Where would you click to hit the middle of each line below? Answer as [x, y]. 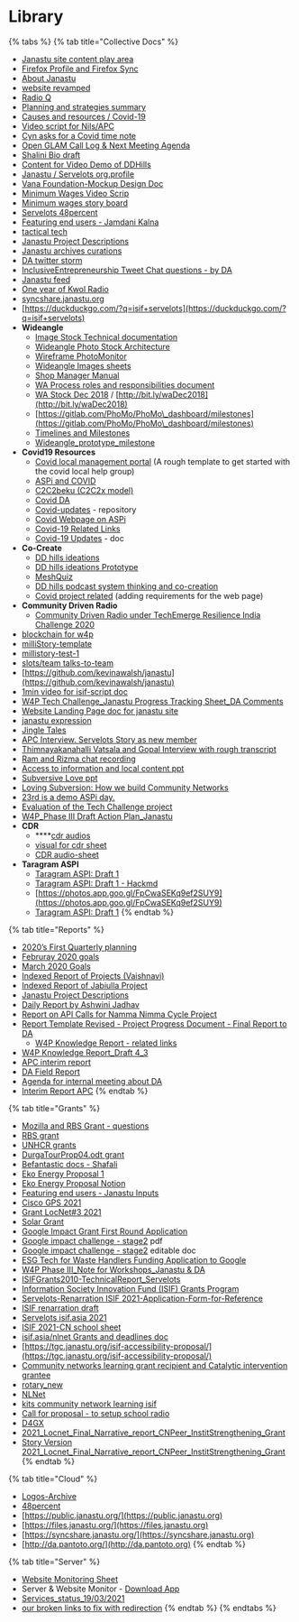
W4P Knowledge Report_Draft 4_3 [85, 1052]
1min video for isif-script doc [74, 691]
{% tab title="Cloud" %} [53, 1479]
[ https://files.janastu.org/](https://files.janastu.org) [115, 1525]
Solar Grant [43, 1221]
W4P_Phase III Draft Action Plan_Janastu [97, 816]
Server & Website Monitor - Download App [100, 1589]
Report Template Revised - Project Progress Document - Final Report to [154, 1023]
